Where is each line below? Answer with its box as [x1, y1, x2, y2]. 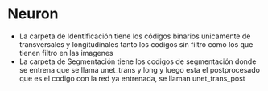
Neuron [7, 5, 59, 23]
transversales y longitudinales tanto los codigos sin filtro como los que [19, 39, 254, 49]
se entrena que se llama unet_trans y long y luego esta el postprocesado [19, 65, 261, 74]
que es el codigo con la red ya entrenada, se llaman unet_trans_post [19, 73, 246, 83]
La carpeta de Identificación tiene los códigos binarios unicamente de [19, 31, 251, 41]
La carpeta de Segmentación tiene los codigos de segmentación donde [19, 57, 257, 66]
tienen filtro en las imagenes [19, 48, 113, 57]
